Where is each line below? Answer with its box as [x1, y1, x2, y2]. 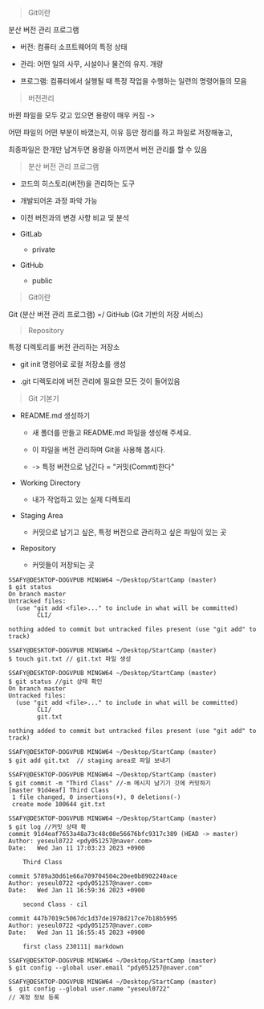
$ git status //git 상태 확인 [8, 677, 103, 686]
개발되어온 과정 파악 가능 [19, 196, 98, 205]
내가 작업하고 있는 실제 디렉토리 [31, 495, 131, 504]
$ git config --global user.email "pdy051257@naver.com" [8, 964, 203, 972]
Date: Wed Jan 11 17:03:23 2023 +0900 [8, 844, 146, 852]
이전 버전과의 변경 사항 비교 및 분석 [19, 213, 130, 222]
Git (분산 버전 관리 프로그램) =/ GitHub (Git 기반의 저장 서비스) [8, 310, 204, 319]
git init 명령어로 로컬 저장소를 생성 [19, 360, 127, 369]
